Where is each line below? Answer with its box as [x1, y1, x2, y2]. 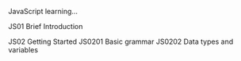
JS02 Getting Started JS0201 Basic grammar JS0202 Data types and [8, 37, 234, 46]
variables [8, 45, 38, 54]
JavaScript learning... [8, 7, 78, 16]
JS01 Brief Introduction [8, 22, 83, 30]
